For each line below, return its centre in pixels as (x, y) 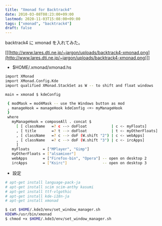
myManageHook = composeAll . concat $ (52, 122)
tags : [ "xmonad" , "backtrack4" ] (38, 23)
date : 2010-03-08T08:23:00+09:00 (40, 14)
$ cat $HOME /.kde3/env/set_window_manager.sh (53, 210)
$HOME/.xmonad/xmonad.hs (42, 68)
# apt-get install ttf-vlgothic (38, 191)
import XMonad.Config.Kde (32, 81)
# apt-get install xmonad (32, 201)
